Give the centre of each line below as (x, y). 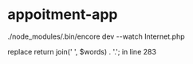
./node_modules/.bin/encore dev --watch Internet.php (96, 36)
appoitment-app (63, 15)
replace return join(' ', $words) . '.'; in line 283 (82, 51)
